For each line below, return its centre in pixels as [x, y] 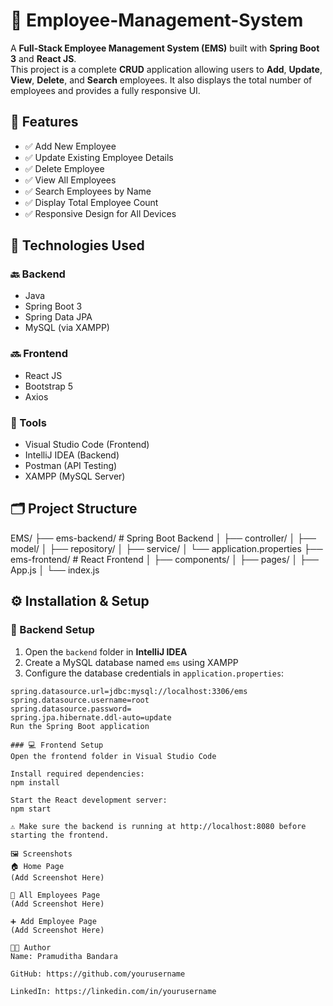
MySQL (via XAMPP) [67, 328]
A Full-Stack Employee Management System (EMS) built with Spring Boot [165, 48]
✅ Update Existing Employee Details [99, 157]
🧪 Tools [28, 422]
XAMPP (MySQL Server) [75, 476]
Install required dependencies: [77, 774]
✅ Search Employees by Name [88, 191]
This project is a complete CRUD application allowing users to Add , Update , [166, 69]
